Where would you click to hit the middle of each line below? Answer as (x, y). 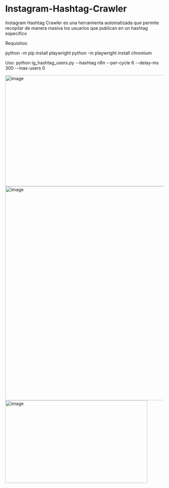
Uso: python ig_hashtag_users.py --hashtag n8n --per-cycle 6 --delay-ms (82, 62)
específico (16, 33)
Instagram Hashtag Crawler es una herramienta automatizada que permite (82, 23)
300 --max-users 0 (25, 68)
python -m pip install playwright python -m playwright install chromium (79, 53)
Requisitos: (17, 43)
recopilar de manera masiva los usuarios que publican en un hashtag (77, 28)
